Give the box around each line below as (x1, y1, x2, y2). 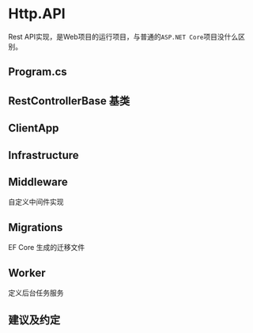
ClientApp (8, 122, 59, 135)
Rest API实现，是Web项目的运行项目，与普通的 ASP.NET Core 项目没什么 (8, 32, 239, 41)
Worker (8, 266, 46, 279)
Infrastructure (8, 148, 79, 162)
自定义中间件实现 (8, 197, 64, 206)
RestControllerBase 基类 (8, 94, 130, 108)
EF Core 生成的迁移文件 (8, 243, 85, 252)
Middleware (8, 175, 69, 188)
